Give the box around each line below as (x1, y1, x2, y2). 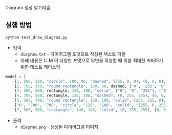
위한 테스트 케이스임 (20, 64, 60, 70)
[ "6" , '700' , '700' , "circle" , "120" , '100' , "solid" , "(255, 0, (14, 103, 157, 108)
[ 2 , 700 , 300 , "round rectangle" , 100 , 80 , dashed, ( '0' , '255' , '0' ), (14, 84, 170, 89)
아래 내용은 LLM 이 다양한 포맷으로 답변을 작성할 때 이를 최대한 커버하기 (20, 57, 163, 63)
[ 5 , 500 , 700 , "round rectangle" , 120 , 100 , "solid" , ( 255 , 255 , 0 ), (14, 98, 166, 103)
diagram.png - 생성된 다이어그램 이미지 (20, 124, 99, 130)
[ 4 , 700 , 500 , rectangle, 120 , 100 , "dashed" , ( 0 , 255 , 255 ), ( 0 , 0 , (14, 93, 166, 99)
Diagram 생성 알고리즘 (5, 5, 51, 10)
